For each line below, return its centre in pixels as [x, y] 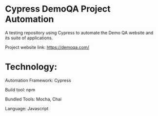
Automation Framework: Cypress [38, 80]
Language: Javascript [27, 108]
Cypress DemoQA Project [58, 9]
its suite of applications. [29, 38]
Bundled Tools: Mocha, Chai [33, 99]
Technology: [31, 67]
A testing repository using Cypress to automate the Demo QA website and [79, 33]
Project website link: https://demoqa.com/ [47, 47]
